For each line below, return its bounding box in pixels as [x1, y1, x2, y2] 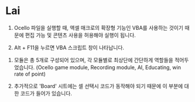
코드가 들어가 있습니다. [20, 90, 73, 97]
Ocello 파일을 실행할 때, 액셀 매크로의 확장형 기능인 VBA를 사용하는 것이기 [13, 24, 184, 31]
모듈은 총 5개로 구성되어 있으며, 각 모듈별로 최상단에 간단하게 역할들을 [13, 56, 173, 63]
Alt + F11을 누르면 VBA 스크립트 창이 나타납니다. [13, 44, 124, 51]
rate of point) [13, 70, 46, 77]
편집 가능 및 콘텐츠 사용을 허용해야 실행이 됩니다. [25, 31, 136, 39]
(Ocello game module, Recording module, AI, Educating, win [36, 63, 181, 71]
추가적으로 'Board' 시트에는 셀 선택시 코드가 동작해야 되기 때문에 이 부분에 [13, 82, 183, 89]
